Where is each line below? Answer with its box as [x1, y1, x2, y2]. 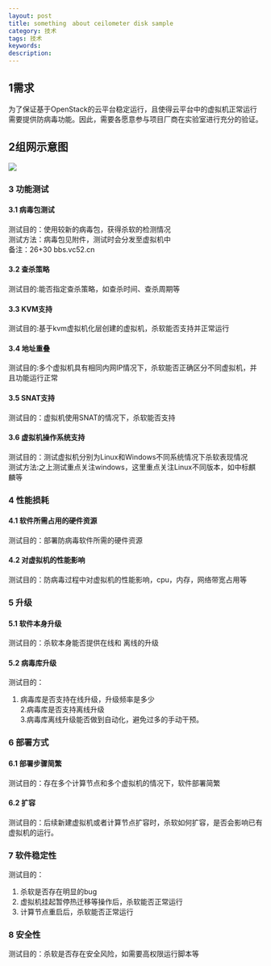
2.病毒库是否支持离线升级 [19, 704, 105, 715]
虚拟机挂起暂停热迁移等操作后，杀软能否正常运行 [19, 897, 183, 907]
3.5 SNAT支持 [8, 393, 55, 402]
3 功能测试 [8, 183, 49, 195]
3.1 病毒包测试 [8, 205, 55, 215]
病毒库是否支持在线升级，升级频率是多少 [19, 695, 155, 704]
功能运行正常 [15, 373, 58, 383]
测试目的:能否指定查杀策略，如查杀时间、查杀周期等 [8, 283, 181, 293]
